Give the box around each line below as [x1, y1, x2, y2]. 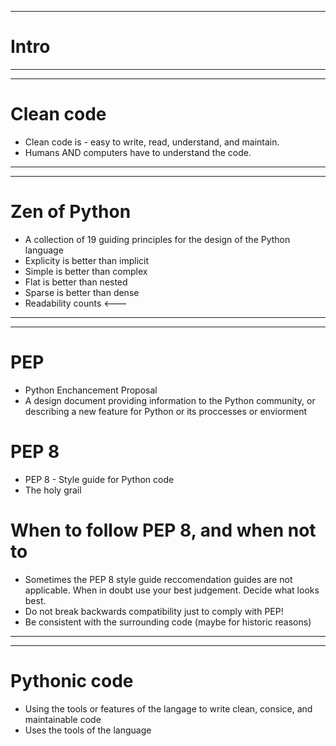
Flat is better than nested [24, 276, 128, 288]
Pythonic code [10, 669, 134, 692]
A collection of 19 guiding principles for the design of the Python [24, 233, 291, 245]
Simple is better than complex [24, 265, 148, 277]
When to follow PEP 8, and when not [10, 519, 317, 541]
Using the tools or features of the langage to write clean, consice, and [24, 702, 313, 715]
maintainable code [24, 713, 102, 725]
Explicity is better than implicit [24, 254, 150, 266]
